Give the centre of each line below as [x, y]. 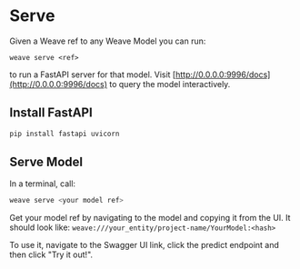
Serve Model [46, 162]
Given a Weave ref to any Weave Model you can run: [108, 41]
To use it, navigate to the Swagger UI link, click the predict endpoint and [145, 245]
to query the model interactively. [170, 84]
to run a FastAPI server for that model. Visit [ [93, 75]
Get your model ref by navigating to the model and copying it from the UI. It [150, 218]
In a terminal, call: [42, 184]
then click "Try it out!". [51, 254]
